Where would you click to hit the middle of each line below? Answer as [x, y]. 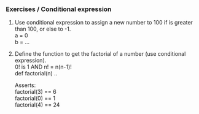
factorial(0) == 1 [35, 98]
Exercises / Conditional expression [59, 9]
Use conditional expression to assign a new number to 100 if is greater [103, 23]
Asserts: [25, 85]
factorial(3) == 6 [35, 92]
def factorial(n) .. [36, 74]
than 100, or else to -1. [43, 29]
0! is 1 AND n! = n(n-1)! [43, 67]
